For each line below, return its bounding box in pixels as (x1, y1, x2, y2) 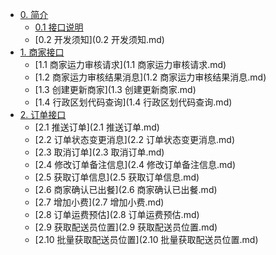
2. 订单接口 (19, 109, 67, 120)
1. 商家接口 (19, 46, 65, 58)
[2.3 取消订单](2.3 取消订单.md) (34, 146, 165, 158)
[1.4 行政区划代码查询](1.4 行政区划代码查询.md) (34, 96, 233, 108)
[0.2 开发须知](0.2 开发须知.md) (34, 34, 165, 45)
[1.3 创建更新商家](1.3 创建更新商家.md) (34, 84, 197, 95)
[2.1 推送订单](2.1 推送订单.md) (34, 121, 160, 133)
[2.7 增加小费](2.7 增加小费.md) (34, 196, 165, 208)
